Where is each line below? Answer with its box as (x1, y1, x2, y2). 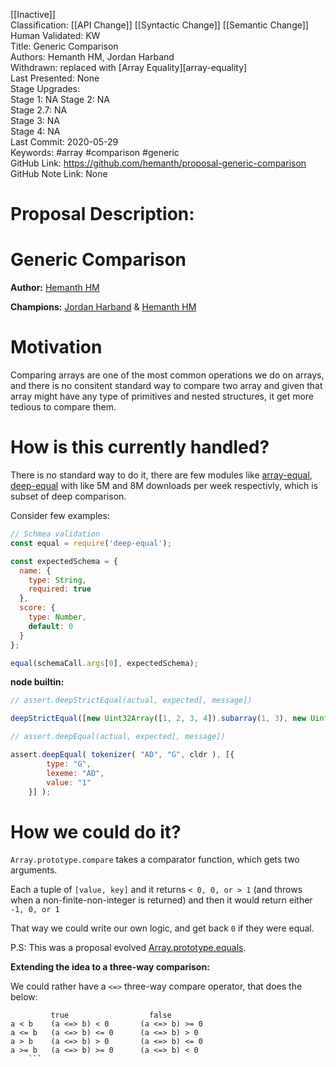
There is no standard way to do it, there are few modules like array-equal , (10, 469, 313, 481)
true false (50, 1010, 172, 1021)
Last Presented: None (10, 72, 100, 84)
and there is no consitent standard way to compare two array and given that (10, 380, 323, 392)
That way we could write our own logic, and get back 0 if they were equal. (10, 922, 315, 934)
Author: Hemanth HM (10, 282, 100, 294)
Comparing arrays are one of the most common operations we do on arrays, (10, 369, 325, 381)
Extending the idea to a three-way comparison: (10, 961, 210, 973)
